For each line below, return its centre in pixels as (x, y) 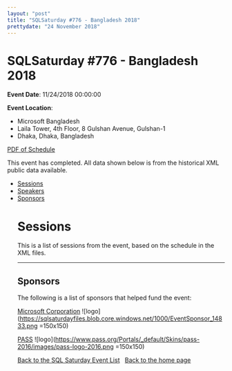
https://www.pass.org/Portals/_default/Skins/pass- (127, 339)
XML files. (31, 253)
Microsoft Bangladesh (48, 121)
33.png (27, 326)
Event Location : (30, 108)
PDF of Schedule (31, 150)
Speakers (31, 191)
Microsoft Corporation (49, 311)
